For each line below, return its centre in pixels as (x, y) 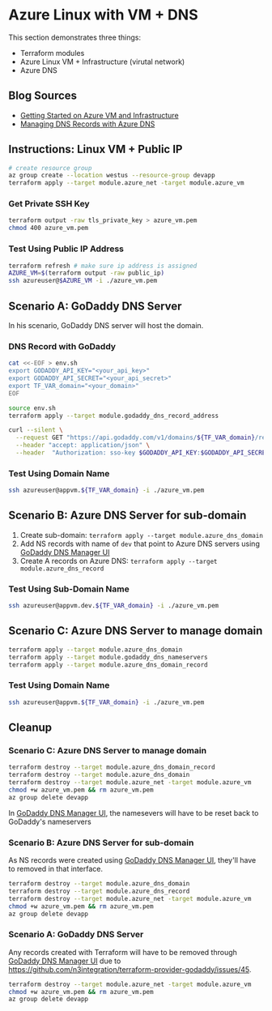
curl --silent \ (36, 430)
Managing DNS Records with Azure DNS (87, 124)
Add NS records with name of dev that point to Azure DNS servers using (140, 544)
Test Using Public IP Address (66, 249)
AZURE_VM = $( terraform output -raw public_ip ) (86, 273)
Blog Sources (43, 96)
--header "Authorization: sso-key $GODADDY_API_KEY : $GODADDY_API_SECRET (142, 453)
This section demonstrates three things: (75, 37)
